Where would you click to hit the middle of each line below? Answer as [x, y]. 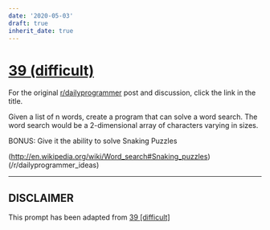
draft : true [28, 23]
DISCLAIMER [41, 198]
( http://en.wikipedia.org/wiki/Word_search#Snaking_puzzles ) [109, 157]
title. [16, 101]
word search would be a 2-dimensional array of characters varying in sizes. [133, 125]
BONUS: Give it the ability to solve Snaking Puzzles [93, 141]
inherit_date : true [41, 31]
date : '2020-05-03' [41, 16]
